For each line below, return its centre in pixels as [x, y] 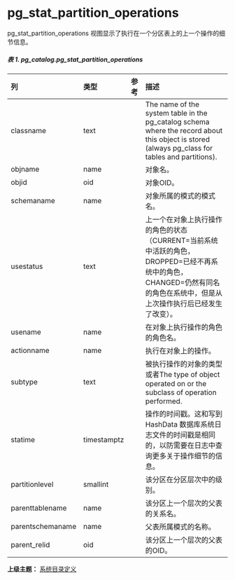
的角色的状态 [166, 230]
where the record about [184, 130]
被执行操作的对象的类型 [184, 364]
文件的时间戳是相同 [184, 434]
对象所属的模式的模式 [180, 195]
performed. [164, 401]
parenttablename [39, 508]
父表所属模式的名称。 [180, 527]
